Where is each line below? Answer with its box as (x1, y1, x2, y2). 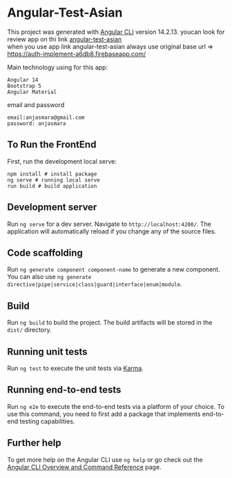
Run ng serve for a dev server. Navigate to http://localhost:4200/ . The (7, 220, 212, 228)
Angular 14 (7, 76, 39, 84)
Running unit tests (7, 345, 88, 357)
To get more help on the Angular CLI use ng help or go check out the (7, 455, 203, 463)
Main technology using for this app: (7, 63, 108, 71)
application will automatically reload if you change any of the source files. (7, 227, 216, 236)
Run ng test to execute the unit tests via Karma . (7, 364, 144, 372)
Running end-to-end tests (7, 384, 122, 396)
